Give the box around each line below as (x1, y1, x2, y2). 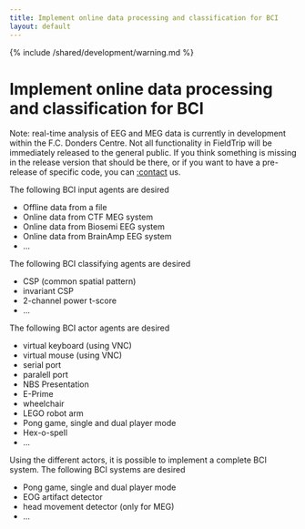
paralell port (22, 370, 68, 381)
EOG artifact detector (22, 492, 103, 503)
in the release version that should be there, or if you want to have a (9, 157, 261, 168)
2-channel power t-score (22, 295, 117, 306)
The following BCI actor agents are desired (9, 322, 170, 333)
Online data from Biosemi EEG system (22, 221, 166, 232)
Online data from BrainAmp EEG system (22, 231, 172, 242)
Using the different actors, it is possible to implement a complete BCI (9, 454, 267, 465)
